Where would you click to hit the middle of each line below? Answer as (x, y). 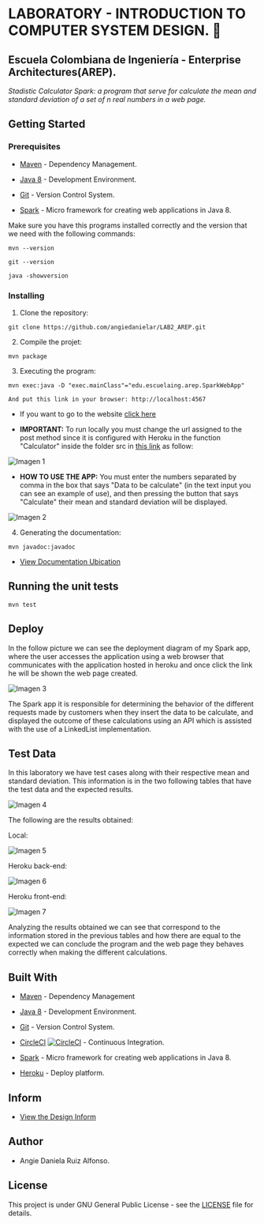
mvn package (28, 356)
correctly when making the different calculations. (88, 952)
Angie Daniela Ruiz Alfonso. (65, 1160)
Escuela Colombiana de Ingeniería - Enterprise (125, 60)
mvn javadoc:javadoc (42, 547)
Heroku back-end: (37, 866)
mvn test (22, 604)
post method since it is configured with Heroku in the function (120, 437)
